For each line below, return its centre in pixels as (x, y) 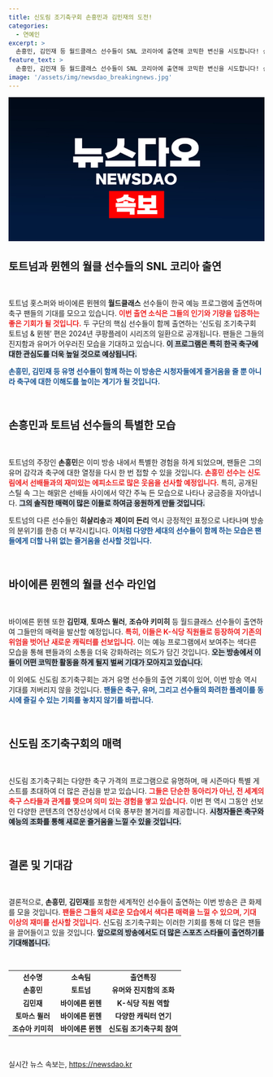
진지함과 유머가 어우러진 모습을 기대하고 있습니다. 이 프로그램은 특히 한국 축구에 (133, 344)
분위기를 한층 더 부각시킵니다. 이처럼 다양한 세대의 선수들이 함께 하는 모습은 (135, 530)
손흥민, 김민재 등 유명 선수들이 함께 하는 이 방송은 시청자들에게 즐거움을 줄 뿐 (128, 371)
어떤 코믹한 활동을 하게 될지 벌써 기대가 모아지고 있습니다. (113, 662)
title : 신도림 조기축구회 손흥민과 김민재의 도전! (80, 17)
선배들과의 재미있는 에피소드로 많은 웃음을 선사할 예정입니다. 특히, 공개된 (144, 482)
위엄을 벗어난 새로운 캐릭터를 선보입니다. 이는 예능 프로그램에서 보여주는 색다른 (133, 641)
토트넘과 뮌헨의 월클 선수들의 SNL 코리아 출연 (115, 266)
